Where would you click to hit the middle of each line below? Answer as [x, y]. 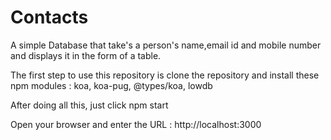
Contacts [49, 17]
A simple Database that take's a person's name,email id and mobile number [166, 45]
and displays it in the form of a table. [86, 55]
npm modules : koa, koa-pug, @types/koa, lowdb [111, 85]
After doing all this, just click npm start [89, 105]
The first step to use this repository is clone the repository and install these [165, 75]
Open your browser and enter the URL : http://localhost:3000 [136, 124]
